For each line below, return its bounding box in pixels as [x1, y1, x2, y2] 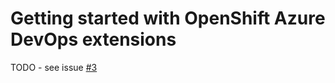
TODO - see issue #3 [10, 61, 98, 73]
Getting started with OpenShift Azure [10, 7, 326, 30]
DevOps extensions [10, 28, 177, 51]
